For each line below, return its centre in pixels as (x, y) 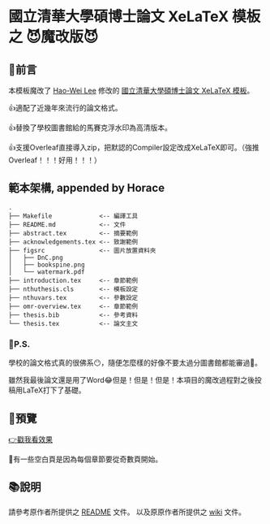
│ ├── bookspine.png (47, 265)
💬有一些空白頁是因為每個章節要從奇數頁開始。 (86, 459)
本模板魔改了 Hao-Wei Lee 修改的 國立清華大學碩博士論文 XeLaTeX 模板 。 (131, 91)
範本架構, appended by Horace (86, 188)
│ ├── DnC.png (36, 258)
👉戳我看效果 (31, 439)
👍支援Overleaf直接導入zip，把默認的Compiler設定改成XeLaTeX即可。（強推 (134, 147)
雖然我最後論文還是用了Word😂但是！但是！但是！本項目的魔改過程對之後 (132, 380)
